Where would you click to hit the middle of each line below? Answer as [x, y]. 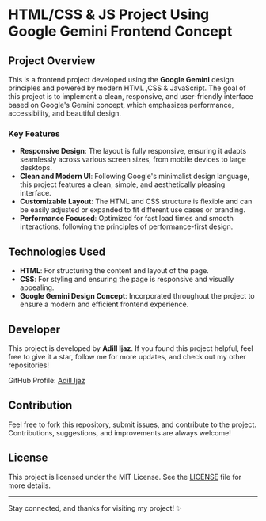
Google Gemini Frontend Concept [120, 31]
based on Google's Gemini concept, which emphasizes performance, [121, 105]
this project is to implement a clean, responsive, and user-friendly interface [131, 96]
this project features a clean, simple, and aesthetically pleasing [122, 184]
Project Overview [52, 61]
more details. [30, 485]
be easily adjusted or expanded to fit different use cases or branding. [132, 210]
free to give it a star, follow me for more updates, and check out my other [127, 356]
